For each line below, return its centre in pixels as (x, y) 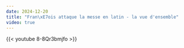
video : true (20, 22)
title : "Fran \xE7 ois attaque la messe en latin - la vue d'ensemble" (93, 17)
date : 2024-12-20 (27, 11)
